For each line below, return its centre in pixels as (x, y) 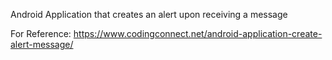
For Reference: (41, 33)
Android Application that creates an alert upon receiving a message (149, 14)
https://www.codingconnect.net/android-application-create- (198, 33)
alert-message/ (42, 44)
